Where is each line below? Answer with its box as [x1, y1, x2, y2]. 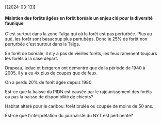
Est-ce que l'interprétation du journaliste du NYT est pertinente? [5, 113, 133, 119]
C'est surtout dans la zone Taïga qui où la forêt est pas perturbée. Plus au [5, 31, 152, 37]
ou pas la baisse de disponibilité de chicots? [5, 94, 94, 100]
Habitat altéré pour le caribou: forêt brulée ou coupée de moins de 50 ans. [5, 103, 154, 109]
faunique [5, 20, 24, 26]
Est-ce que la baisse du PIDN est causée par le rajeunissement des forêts [5, 89, 152, 95]
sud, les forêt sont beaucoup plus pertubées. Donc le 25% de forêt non [5, 36, 147, 42]
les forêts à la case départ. [5, 55, 58, 62]
